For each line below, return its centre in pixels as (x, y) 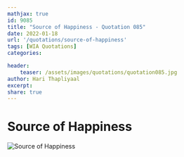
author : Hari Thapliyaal (44, 79)
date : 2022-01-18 (33, 33)
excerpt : (20, 85)
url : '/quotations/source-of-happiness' (67, 40)
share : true (25, 92)
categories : (25, 54)
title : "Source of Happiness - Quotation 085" (77, 27)
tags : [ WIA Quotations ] (42, 46)
